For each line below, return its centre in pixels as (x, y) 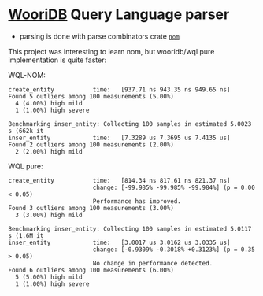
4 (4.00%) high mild (49, 103)
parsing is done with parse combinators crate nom (99, 36)
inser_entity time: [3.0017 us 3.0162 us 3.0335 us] (119, 242)
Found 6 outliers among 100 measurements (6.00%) (91, 270)
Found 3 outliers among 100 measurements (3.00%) (91, 208)
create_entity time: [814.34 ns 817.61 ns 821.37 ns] (119, 180)
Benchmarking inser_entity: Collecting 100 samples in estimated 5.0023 (130, 124)
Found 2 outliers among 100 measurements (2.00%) (91, 144)
